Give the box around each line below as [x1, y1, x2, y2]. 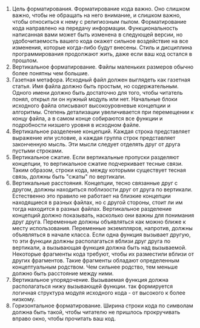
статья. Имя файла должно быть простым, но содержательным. [12, 83, 179, 90]
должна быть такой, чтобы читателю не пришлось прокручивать [12, 309, 181, 315]
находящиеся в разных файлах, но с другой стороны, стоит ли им [12, 199, 183, 206]
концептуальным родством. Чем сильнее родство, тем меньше [12, 264, 178, 270]
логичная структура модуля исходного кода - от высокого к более [12, 289, 186, 296]
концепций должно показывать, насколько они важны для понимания [12, 212, 195, 219]
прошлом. [12, 57, 38, 64]
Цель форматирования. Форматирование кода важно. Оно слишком [12, 5, 190, 12]
